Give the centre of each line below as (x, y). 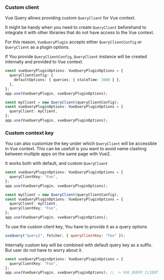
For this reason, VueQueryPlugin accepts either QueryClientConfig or (73, 42)
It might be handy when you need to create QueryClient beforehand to (76, 27)
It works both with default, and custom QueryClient (57, 163)
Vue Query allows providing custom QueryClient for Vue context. (70, 18)
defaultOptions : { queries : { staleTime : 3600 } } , (67, 80)
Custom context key (30, 133)
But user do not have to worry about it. (44, 250)
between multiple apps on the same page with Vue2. (58, 154)
